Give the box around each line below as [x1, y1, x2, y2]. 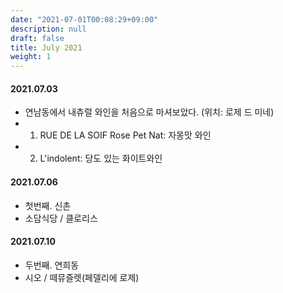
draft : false [10, 33, 65, 43]
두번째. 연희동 [24, 259, 80, 271]
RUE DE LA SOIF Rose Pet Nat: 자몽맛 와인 [39, 129, 212, 141]
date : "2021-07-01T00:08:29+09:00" [10, 14, 159, 25]
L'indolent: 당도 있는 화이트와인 [39, 152, 163, 165]
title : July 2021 [10, 42, 83, 53]
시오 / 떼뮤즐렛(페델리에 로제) [24, 271, 140, 283]
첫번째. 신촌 [24, 199, 72, 211]
